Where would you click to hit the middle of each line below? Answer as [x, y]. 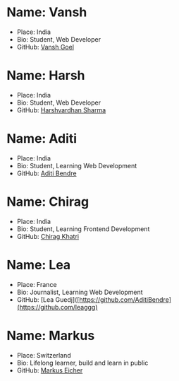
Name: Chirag [48, 201]
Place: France [37, 284]
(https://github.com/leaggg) [57, 307]
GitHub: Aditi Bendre [47, 173]
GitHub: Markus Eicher [50, 370]
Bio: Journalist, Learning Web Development [80, 292]
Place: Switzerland [44, 355]
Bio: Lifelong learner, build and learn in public [82, 363]
